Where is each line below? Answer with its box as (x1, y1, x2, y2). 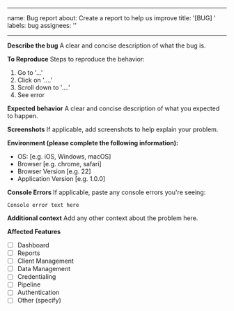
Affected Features (7, 228, 61, 236)
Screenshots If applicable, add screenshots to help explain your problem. (7, 125, 219, 133)
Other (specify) (17, 296, 61, 305)
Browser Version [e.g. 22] (17, 167, 92, 175)
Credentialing (17, 273, 56, 281)
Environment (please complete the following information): (7, 139, 179, 147)
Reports (17, 249, 40, 257)
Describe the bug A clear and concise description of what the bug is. (7, 41, 206, 50)
